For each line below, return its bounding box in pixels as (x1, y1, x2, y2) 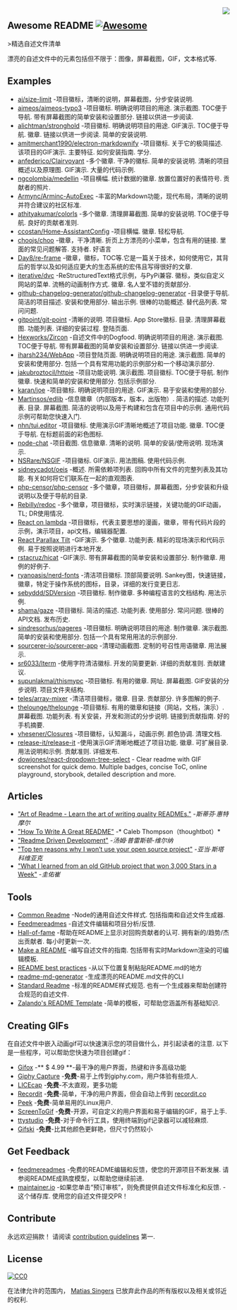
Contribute (7, 1213, 56, 1225)
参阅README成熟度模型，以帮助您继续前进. (17, 1174, 145, 1182)
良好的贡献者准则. (27, 218, 79, 226)
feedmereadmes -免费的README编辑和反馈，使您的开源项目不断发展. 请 (17, 1165, 229, 1173)
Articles (7, 790, 44, 802)
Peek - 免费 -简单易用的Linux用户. (17, 1098, 114, 1107)
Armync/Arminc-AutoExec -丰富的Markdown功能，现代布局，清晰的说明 (17, 192, 228, 200)
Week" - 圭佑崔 (17, 870, 61, 879)
